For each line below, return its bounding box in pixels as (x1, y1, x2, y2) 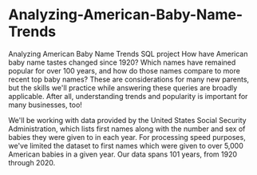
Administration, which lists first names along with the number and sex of (8, 124, 246, 133)
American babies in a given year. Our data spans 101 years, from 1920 (8, 149, 238, 159)
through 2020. (8, 157, 56, 167)
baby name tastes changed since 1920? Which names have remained (8, 58, 236, 67)
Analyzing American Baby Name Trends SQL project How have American (8, 49, 248, 58)
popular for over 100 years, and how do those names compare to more (8, 66, 241, 75)
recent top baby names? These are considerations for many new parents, (8, 74, 250, 84)
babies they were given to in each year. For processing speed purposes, (8, 132, 246, 141)
